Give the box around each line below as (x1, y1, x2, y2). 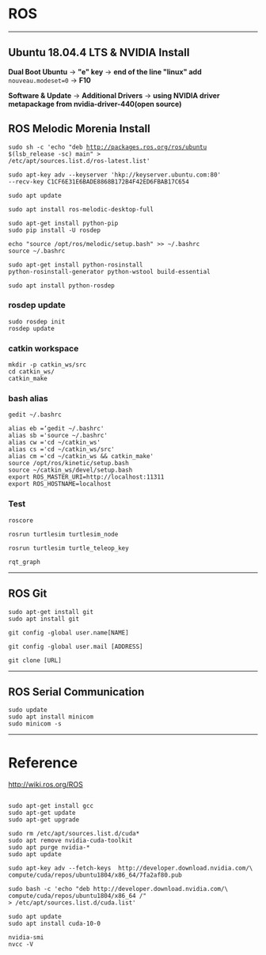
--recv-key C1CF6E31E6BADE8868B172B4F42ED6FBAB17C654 (8, 177, 190, 186)
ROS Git (8, 587, 47, 601)
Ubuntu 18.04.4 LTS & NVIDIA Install (8, 46, 190, 59)
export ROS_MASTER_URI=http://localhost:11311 (8, 473, 165, 481)
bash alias (8, 393, 49, 404)
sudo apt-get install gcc (8, 802, 93, 810)
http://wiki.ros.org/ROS (8, 780, 83, 790)
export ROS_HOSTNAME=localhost (8, 480, 112, 488)
